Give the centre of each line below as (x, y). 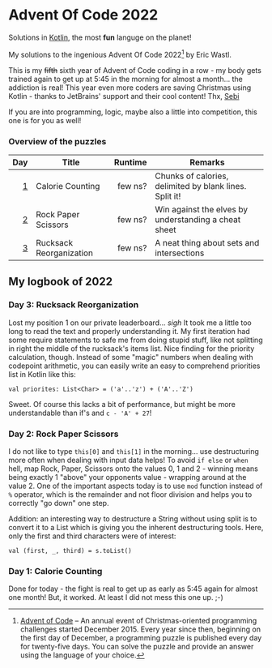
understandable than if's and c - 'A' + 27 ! (80, 413)
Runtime (130, 162)
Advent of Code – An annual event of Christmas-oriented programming (138, 621)
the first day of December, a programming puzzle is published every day (141, 638)
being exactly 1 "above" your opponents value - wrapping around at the (127, 477)
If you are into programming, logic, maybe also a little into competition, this (133, 112)
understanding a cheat (198, 219)
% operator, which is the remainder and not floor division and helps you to (130, 494)
